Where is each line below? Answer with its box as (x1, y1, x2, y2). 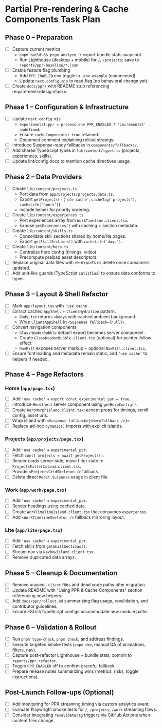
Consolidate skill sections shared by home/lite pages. (19, 233, 126, 239)
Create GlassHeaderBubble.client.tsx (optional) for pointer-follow (19, 335, 152, 341)
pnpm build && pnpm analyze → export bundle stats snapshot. (19, 52, 143, 58)
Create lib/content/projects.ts (12, 186, 77, 191)
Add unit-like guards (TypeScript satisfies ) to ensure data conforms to (12, 270, 156, 276)
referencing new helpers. (12, 593, 63, 599)
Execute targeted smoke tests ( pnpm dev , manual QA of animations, (12, 642, 146, 647)
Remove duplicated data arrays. (12, 554, 76, 560)
